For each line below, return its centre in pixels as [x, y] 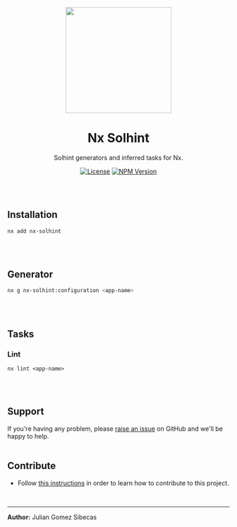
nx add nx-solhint [34, 231]
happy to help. [28, 436]
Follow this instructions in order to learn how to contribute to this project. [123, 483]
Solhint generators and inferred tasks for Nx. [119, 157]
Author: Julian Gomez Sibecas [52, 517]
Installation [32, 215]
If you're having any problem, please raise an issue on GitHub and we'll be [115, 429]
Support [26, 411]
